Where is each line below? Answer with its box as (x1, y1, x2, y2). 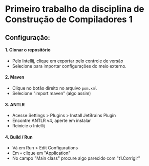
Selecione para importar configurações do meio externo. (12, 63, 127, 69)
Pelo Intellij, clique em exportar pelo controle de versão (12, 58, 124, 64)
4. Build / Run (5, 134, 33, 140)
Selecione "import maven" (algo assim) (12, 90, 91, 96)
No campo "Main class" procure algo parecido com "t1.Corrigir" (12, 155, 141, 161)
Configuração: (5, 33, 50, 42)
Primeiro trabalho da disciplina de (5, 3, 145, 15)
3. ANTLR (5, 101, 25, 107)
